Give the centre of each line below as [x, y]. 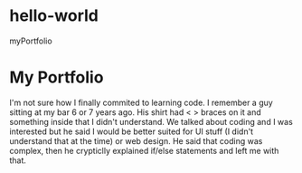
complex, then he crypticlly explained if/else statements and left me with [144, 150]
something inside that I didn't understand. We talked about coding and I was [151, 121]
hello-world [54, 16]
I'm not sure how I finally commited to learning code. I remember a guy [141, 102]
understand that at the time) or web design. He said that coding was [136, 140]
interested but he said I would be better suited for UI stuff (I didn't [132, 131]
